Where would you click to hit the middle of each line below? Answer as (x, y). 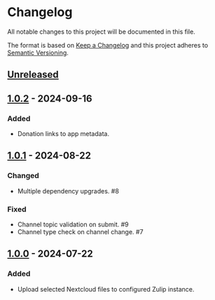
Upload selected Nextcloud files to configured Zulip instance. (106, 289)
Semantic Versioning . (38, 53)
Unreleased (33, 75)
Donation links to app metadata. (63, 134)
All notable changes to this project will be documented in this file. (102, 32)
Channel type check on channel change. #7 (80, 232)
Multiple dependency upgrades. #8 (68, 191)
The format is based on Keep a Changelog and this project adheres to (108, 45)
